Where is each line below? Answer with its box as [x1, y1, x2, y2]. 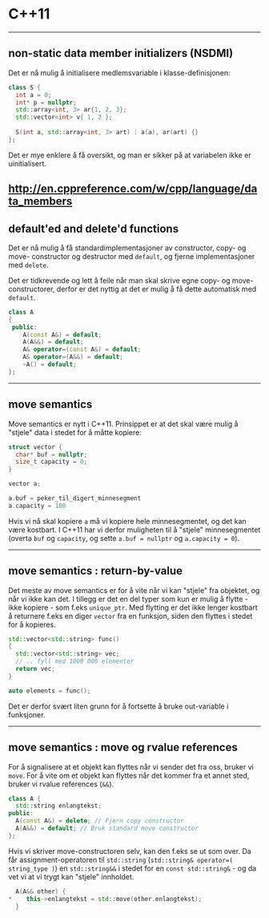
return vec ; [15, 665, 56, 673]
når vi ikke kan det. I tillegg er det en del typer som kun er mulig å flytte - [8, 594, 249, 603]
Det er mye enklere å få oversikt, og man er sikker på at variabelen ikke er [8, 150, 251, 160]
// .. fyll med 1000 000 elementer [15, 657, 134, 666]
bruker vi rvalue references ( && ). [8, 779, 114, 789]
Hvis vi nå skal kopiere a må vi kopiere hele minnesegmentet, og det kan [8, 516, 247, 526]
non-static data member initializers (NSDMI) [8, 47, 234, 60]
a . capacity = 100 [8, 502, 66, 510]
